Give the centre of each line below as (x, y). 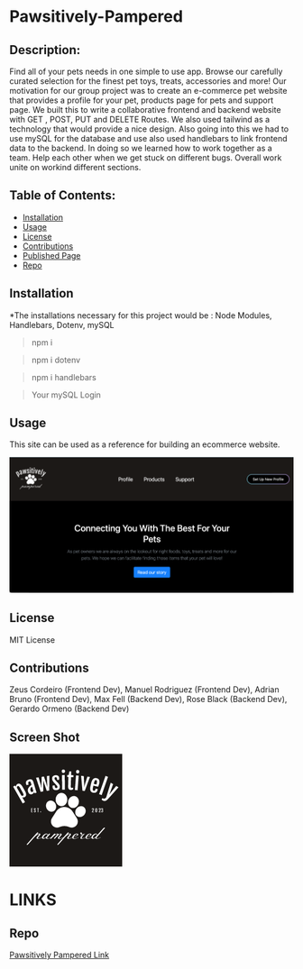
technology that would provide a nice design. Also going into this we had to (149, 129)
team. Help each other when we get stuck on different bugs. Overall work (146, 158)
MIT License (32, 640)
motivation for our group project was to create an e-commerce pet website (148, 91)
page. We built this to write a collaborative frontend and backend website (145, 110)
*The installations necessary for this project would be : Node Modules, (141, 315)
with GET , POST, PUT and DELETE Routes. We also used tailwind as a (140, 119)
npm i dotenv (56, 360)
